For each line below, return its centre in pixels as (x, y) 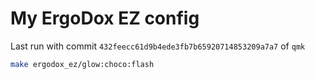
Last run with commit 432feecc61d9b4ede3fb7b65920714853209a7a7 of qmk (158, 46)
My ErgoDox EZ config (105, 18)
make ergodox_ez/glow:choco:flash (82, 64)
